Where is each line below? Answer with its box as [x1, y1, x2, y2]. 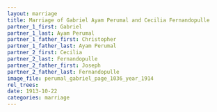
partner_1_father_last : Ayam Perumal [7, 42, 117, 49]
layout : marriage [7, 10, 58, 17]
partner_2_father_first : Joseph [7, 62, 101, 69]
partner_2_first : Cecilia [7, 49, 82, 56]
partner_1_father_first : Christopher [7, 36, 117, 43]
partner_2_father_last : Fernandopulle [7, 68, 120, 75]
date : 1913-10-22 [7, 88, 58, 95]
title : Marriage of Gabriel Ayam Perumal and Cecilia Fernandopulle [7, 17, 210, 24]
